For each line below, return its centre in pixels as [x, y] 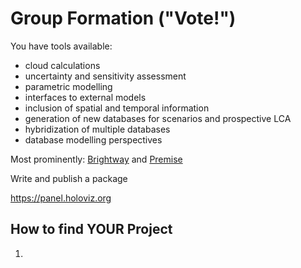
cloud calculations [62, 65]
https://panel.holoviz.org [61, 198]
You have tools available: [61, 46]
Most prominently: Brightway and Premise [96, 159]
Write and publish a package [69, 178]
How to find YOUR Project [91, 229]
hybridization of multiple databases [97, 129]
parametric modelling [68, 86]
